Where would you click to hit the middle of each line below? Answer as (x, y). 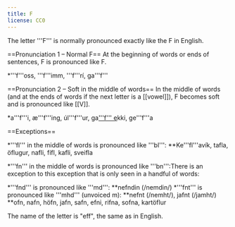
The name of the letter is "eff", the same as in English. (85, 216)
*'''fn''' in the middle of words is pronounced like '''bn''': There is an (105, 166)
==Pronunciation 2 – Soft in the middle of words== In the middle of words (114, 89)
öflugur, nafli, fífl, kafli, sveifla (50, 152)
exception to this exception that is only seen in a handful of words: (103, 173)
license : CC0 (26, 20)
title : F (20, 14)
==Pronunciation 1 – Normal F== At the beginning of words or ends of (108, 54)
